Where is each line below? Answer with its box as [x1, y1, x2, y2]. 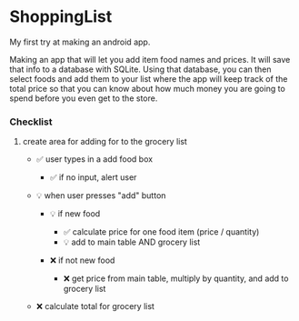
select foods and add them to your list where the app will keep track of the [9, 73, 288, 84]
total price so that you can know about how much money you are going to [9, 83, 286, 94]
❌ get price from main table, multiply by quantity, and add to [63, 273, 289, 284]
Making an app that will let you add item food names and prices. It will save [9, 54, 291, 65]
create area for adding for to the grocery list [22, 136, 188, 147]
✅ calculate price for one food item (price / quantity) [63, 226, 260, 237]
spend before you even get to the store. [9, 93, 158, 104]
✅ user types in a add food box [35, 154, 153, 165]
